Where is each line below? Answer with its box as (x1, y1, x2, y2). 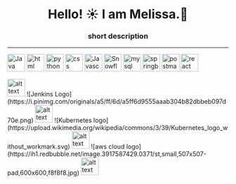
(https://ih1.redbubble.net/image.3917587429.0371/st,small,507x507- (7, 150, 207, 158)
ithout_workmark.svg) (7, 143, 70, 151)
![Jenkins (26, 90, 54, 99)
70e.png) (7, 116, 34, 125)
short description (87, 31, 149, 41)
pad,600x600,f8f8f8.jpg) (7, 169, 79, 177)
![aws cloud (91, 143, 125, 151)
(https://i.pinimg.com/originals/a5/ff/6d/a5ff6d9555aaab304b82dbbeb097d (7, 97, 227, 106)
